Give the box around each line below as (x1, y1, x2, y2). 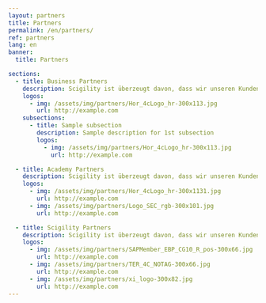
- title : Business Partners (15, 77, 108, 85)
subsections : (22, 114, 66, 123)
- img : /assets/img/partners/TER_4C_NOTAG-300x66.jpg (28, 260, 211, 268)
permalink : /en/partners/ (8, 26, 93, 34)
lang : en (8, 41, 37, 49)
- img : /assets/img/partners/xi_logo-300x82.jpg (28, 275, 193, 283)
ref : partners (8, 33, 55, 42)
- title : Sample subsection (28, 122, 123, 130)
